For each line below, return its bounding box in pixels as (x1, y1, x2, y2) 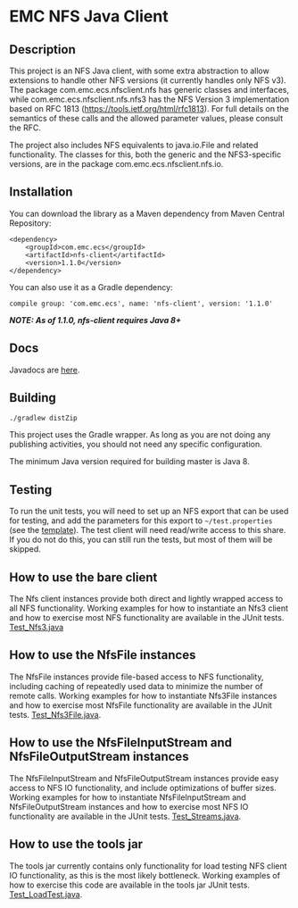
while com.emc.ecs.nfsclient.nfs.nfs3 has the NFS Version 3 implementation (9, 94, 290, 104)
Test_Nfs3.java (9, 622, 64, 633)
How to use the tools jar (9, 837, 144, 852)
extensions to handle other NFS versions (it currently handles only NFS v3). (9, 75, 287, 86)
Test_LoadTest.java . (9, 888, 83, 899)
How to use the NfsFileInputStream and (9, 735, 233, 751)
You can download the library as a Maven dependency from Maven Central (9, 208, 286, 219)
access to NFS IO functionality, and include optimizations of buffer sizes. (9, 782, 277, 793)
